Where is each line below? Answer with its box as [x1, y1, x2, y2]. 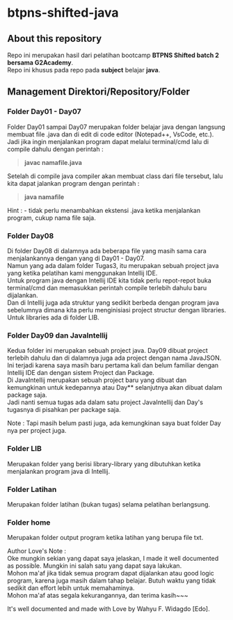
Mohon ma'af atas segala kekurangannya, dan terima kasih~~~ [7, 591, 188, 600]
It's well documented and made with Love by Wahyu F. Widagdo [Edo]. [7, 605, 210, 613]
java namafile [24, 193, 65, 201]
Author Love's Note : [7, 547, 67, 555]
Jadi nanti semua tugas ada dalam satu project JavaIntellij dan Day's [7, 398, 204, 406]
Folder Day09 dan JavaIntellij [7, 331, 108, 340]
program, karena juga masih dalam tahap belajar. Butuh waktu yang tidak [7, 576, 216, 585]
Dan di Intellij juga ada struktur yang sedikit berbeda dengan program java [7, 298, 219, 307]
